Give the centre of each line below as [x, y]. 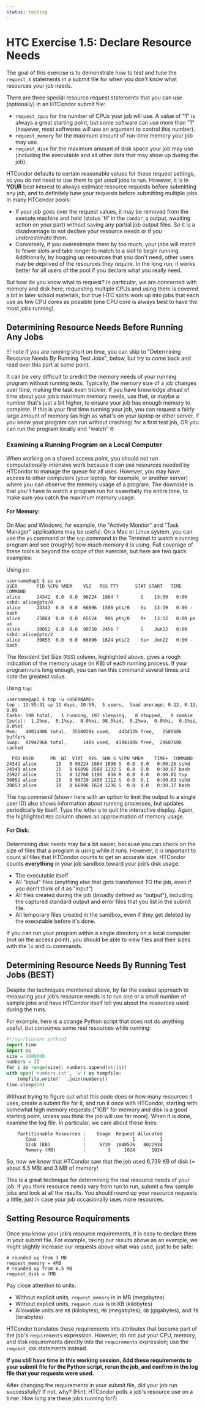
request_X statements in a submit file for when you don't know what [92, 79]
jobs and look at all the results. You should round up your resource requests [102, 1192]
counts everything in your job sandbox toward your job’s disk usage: [93, 864]
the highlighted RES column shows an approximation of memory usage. [95, 816]
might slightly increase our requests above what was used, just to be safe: [100, 1247]
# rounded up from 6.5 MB [39, 1269]
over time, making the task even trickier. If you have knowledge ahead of [98, 390]
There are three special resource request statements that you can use [94, 97]
